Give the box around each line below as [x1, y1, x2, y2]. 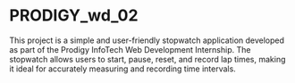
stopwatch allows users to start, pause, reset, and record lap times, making [9, 54, 286, 64]
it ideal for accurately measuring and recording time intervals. [9, 63, 237, 74]
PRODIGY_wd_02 [9, 5, 139, 26]
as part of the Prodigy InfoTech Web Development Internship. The [9, 44, 251, 54]
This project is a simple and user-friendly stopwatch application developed [9, 35, 284, 46]
